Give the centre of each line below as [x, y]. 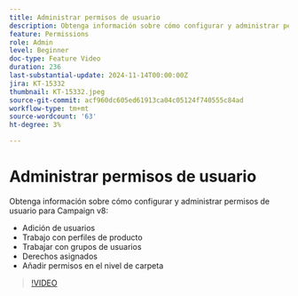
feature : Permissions [49, 34]
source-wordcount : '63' [53, 116]
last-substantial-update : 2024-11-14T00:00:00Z [99, 76]
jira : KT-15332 [37, 84]
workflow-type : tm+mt [49, 108]
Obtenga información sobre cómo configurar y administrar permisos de [140, 201]
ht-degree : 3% [35, 125]
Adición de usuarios [59, 228]
